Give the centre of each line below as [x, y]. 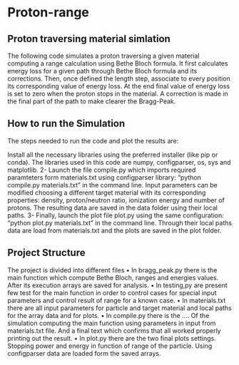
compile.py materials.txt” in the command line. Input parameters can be [112, 185]
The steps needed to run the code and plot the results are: [93, 140]
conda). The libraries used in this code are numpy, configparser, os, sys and [119, 162]
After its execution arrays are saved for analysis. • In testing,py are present [118, 285]
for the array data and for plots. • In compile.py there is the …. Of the [108, 315]
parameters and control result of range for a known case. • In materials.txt [117, 300]
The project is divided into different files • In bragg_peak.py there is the [112, 270]
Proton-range [48, 12]
